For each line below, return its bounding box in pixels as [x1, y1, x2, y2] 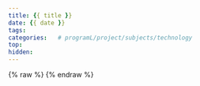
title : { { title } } [8, 11, 73, 20]
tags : [8, 26, 26, 34]
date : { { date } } [8, 19, 66, 27]
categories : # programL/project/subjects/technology [8, 33, 193, 42]
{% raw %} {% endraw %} [8, 70, 94, 79]
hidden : [8, 48, 34, 56]
